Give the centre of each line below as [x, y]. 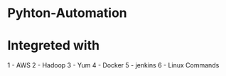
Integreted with [54, 46]
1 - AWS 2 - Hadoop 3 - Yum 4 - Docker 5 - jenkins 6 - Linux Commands [113, 65]
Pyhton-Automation [67, 13]
